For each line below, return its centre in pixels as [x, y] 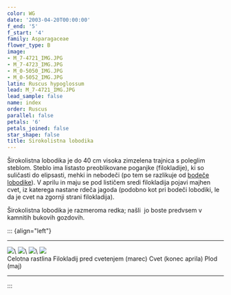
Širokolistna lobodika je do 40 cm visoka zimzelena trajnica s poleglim [106, 161]
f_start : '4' [26, 33]
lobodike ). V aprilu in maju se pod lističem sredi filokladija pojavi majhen [109, 182]
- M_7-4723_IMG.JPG [35, 64]
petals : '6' [24, 122]
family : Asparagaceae [38, 39]
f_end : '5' [23, 26]
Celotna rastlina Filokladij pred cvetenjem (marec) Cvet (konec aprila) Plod [112, 259]
